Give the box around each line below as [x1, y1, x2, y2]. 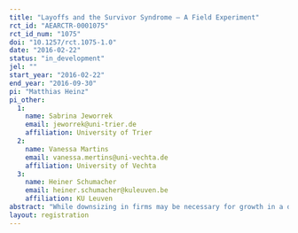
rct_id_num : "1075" [9, 29, 82, 38]
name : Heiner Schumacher [25, 178, 117, 187]
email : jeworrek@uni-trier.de [25, 120, 137, 129]
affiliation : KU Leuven [25, 194, 114, 204]
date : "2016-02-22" [9, 46, 82, 55]
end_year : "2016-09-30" [9, 79, 98, 88]
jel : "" [9, 63, 38, 72]
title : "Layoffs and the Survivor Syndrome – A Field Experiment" [9, 12, 260, 22]
